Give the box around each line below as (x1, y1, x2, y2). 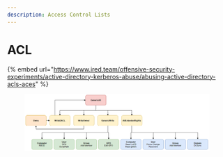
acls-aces (7, 80, 36, 88)
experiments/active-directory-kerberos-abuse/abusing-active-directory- (7, 72, 216, 81)
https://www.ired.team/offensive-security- (53, 65, 176, 73)
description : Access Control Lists (7, 11, 111, 18)
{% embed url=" (7, 65, 54, 73)
